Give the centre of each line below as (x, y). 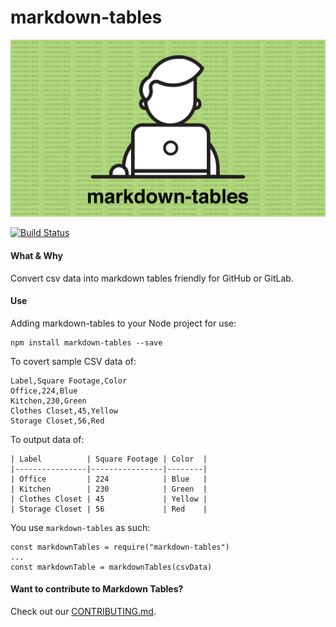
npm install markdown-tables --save (86, 342)
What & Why (36, 256)
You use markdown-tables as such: (80, 527)
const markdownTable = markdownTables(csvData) (111, 567)
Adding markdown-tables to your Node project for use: (123, 323)
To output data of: (47, 439)
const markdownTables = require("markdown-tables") (120, 547)
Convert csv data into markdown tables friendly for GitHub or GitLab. (152, 278)
